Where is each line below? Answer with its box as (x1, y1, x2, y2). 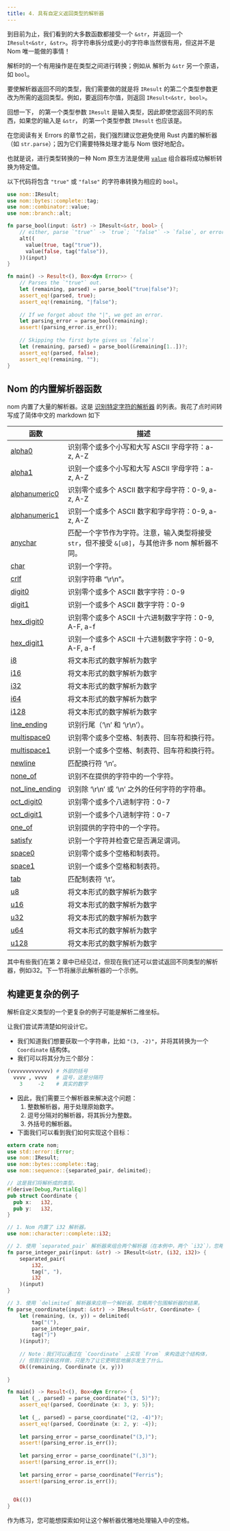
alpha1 (10, 468, 33, 477)
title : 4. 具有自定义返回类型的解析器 (7, 10, 105, 17)
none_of (10, 771, 37, 781)
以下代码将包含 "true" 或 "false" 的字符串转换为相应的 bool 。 (7, 177, 182, 185)
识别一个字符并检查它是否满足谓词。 (67, 836, 185, 846)
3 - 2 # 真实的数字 (19, 1080, 88, 1087)
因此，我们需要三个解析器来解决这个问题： (16, 1093, 138, 1102)
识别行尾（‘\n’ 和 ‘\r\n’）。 (67, 720, 149, 730)
